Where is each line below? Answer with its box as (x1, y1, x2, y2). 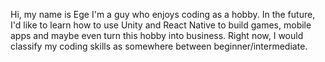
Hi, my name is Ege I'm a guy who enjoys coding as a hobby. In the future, (10, 9, 316, 20)
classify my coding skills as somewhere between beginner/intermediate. (10, 40, 308, 52)
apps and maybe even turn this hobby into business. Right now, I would (10, 30, 304, 41)
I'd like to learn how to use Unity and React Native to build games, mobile (10, 19, 312, 31)
